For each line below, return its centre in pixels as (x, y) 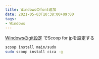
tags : (11, 19)
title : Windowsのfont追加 (31, 10)
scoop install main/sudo (31, 47)
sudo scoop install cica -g (34, 52)
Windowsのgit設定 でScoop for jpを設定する (50, 38)
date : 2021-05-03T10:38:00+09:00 (40, 14)
